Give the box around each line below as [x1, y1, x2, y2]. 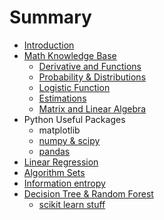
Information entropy [23, 177, 106, 189]
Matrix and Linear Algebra [38, 102, 147, 115]
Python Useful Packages [23, 113, 126, 125]
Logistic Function [38, 81, 111, 93]
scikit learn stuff [38, 198, 106, 210]
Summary [9, 6, 92, 29]
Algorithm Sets [23, 166, 86, 178]
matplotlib [38, 124, 81, 136]
